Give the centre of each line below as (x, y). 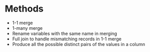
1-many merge (27, 28)
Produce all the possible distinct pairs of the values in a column (79, 44)
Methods (24, 9)
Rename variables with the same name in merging (65, 33)
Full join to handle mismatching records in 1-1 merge (67, 39)
